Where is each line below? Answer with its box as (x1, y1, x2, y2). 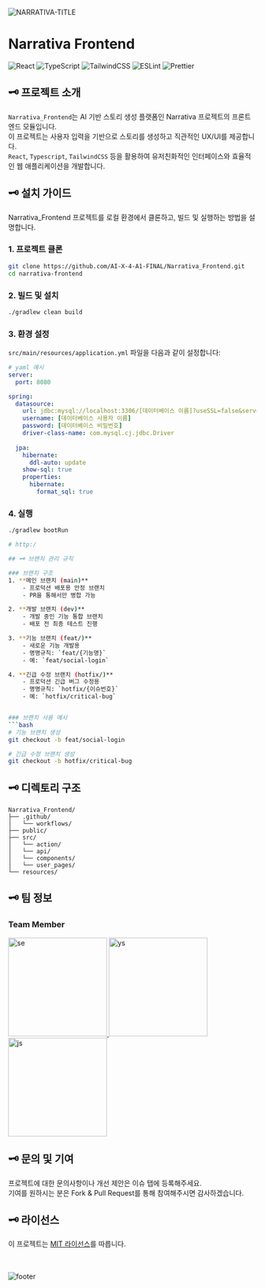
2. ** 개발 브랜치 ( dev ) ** (8, 605, 85, 613)
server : (8, 371, 34, 379)
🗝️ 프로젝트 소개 (8, 86, 81, 99)
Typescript (29, 152, 65, 161)
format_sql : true (36, 488, 93, 496)
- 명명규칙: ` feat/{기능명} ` (22, 649, 106, 657)
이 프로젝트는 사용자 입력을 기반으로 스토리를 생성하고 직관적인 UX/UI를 (8, 131, 228, 141)
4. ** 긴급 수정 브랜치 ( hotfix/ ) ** (8, 671, 114, 679)
